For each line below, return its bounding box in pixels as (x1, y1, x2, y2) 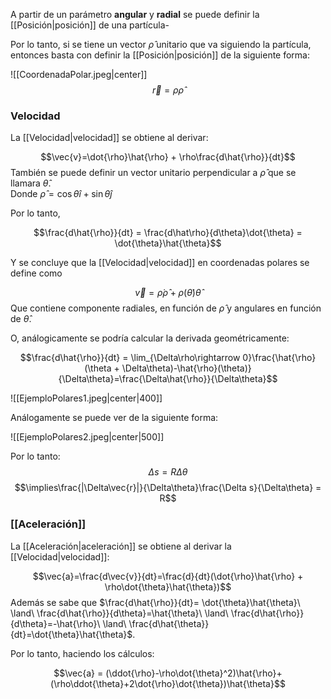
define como (10, 267, 63, 279)
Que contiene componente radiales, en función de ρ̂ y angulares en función (10, 302, 322, 314)
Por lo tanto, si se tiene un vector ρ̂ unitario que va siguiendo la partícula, (10, 39, 312, 50)
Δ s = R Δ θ (148, 466, 188, 478)
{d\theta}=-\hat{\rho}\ (10, 617, 101, 629)
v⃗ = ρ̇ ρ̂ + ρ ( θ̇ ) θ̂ (134, 287, 202, 299)
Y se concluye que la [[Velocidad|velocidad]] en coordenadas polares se (10, 257, 310, 269)
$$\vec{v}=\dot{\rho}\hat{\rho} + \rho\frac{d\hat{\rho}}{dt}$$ (40, 151, 296, 163)
